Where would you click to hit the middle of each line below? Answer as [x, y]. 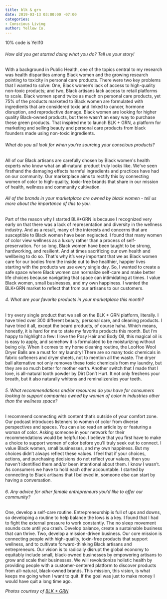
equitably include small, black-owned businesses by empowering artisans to [83, 555]
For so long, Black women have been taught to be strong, [92, 245]
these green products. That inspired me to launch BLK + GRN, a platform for [83, 122]
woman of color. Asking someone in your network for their [65, 432]
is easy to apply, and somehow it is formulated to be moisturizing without [80, 341]
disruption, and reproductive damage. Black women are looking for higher [81, 112]
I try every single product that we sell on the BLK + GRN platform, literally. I [82, 315]
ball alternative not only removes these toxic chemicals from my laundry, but [83, 362]
